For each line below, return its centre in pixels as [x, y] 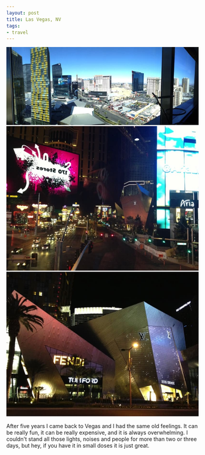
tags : [13, 26]
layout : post [23, 13]
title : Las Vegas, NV [34, 19]
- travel [17, 32]
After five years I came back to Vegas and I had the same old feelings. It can [102, 426]
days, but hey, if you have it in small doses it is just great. [78, 446]
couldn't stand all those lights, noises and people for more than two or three [102, 439]
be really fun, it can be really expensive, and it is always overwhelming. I [97, 433]
